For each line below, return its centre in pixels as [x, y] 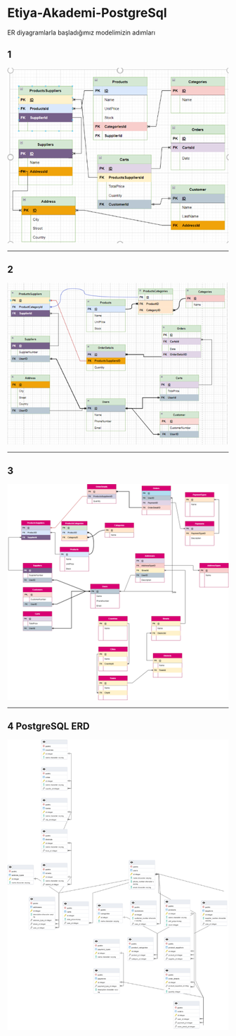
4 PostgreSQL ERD [48, 726]
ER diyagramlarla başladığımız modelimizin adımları [81, 32]
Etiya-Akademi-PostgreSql [87, 13]
